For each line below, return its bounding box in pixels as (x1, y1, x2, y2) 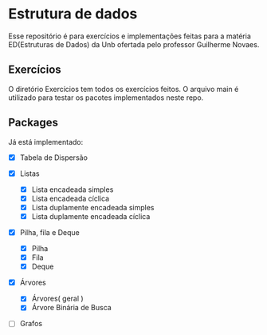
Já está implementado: (8, 137, 84, 146)
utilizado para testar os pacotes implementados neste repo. (8, 93, 204, 102)
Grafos (19, 319, 42, 329)
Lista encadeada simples (31, 185, 114, 194)
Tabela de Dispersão (19, 153, 88, 162)
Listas (19, 169, 40, 178)
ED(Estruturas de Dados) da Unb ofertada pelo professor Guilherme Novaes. (8, 39, 260, 49)
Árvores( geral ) (31, 293, 84, 304)
